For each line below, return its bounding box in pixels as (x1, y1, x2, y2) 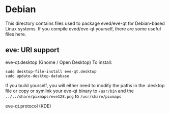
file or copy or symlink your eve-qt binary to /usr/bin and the (5, 88, 134, 94)
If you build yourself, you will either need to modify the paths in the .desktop (5, 82, 165, 88)
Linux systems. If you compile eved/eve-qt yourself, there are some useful (5, 25, 161, 31)
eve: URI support (5, 46, 60, 54)
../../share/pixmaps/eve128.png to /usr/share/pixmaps (5, 93, 122, 99)
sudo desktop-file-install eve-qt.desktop (5, 69, 97, 74)
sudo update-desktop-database (5, 73, 70, 79)
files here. (5, 31, 26, 37)
